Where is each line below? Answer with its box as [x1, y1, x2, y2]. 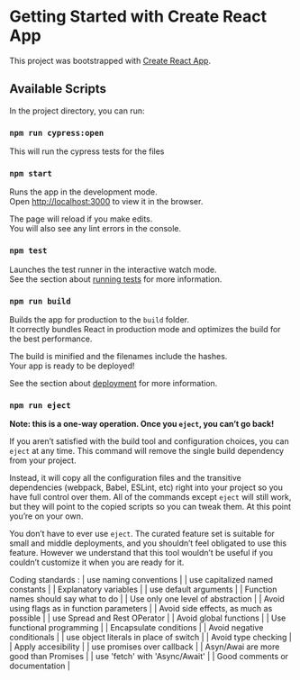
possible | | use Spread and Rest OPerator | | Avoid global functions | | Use [9, 612, 286, 623]
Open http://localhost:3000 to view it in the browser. [9, 196, 204, 207]
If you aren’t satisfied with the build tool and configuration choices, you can [9, 436, 290, 447]
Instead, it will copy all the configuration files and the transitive [9, 473, 241, 484]
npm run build [9, 295, 71, 306]
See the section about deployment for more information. [9, 377, 218, 388]
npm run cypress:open [9, 128, 105, 138]
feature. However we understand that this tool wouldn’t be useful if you [9, 548, 273, 558]
